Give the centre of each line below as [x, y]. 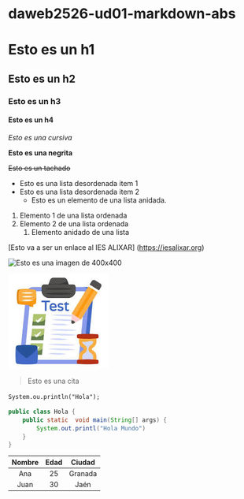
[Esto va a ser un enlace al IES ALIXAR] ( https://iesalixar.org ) [106, 247]
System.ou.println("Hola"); [54, 397]
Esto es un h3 [35, 101]
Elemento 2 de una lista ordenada [74, 223]
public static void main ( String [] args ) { [95, 420]
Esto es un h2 [42, 78]
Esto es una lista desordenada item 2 [79, 192]
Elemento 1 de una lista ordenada [73, 215]
